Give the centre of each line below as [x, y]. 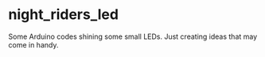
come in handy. [33, 44]
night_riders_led [64, 15]
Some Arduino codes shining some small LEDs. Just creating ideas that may [133, 36]
